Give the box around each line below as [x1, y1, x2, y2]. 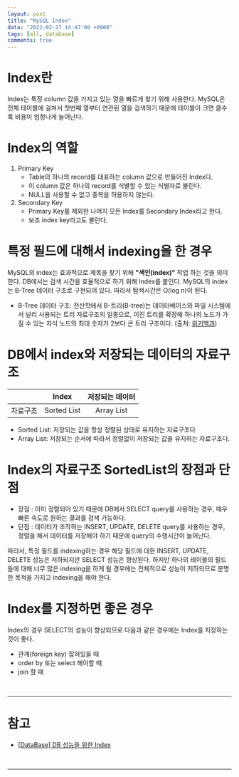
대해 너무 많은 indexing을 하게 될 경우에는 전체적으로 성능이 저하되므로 [20, 564, 216, 573]
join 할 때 [17, 667, 44, 676]
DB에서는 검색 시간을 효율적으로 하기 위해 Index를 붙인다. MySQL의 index [22, 277, 228, 286]
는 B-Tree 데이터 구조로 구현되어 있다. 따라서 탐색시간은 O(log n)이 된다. [7, 286, 208, 294]
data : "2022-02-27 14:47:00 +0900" [7, 24, 113, 31]
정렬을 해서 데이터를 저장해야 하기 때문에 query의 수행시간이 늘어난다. [17, 531, 212, 540]
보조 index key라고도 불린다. [28, 216, 108, 224]
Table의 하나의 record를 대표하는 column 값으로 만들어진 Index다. [28, 172, 213, 181]
